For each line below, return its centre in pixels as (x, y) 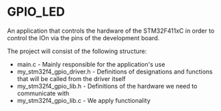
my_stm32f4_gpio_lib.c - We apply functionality (83, 100)
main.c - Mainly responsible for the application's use (91, 64)
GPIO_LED (36, 12)
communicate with (43, 93)
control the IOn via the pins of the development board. (83, 37)
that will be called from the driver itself (71, 78)
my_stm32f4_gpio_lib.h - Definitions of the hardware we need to (107, 86)
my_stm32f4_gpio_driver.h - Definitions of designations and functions (115, 72)
